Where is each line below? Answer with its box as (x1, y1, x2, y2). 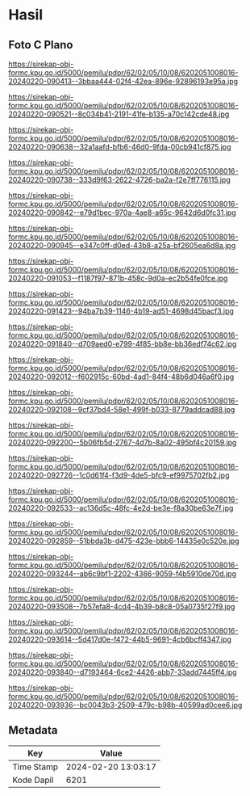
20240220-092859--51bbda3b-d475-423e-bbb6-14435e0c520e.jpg (8, 536, 240, 545)
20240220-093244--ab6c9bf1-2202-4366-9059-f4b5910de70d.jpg (8, 569, 236, 579)
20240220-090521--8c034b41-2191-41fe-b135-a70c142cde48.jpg (8, 109, 230, 119)
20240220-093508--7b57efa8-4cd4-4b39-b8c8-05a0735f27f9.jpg (8, 602, 235, 611)
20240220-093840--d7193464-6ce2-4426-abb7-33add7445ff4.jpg (8, 668, 237, 676)
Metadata (8, 723, 58, 737)
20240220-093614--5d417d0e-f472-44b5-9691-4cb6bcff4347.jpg (8, 634, 232, 644)
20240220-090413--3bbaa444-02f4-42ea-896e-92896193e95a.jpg (8, 77, 239, 86)
